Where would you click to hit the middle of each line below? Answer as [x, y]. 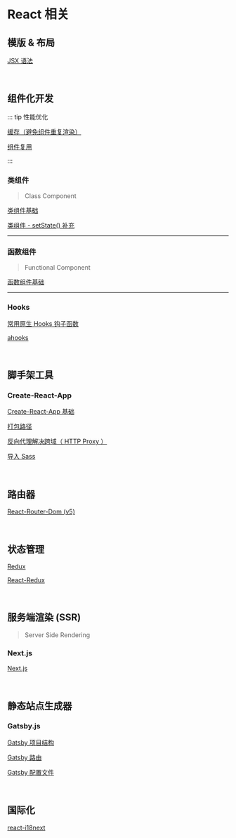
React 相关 [38, 14]
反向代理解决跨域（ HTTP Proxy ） [57, 441]
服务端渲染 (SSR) [44, 618]
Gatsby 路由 [25, 757]
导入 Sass [21, 457]
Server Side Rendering [57, 635]
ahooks [18, 337]
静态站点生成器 [40, 706]
